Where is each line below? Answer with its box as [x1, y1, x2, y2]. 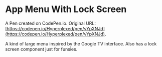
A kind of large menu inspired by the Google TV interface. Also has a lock [5, 40, 157, 46]
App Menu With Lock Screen [5, 4, 127, 15]
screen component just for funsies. [5, 46, 78, 52]
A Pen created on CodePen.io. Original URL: [5, 20, 96, 26]
